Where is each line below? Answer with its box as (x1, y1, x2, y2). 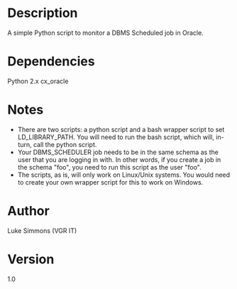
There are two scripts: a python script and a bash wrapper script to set (17, 125, 225, 133)
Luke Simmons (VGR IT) (7, 226, 77, 235)
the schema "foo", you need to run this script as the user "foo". (17, 163, 202, 171)
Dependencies (7, 53, 95, 70)
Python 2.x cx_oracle (7, 77, 69, 85)
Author (7, 203, 50, 219)
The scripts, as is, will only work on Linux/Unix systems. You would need (17, 170, 231, 179)
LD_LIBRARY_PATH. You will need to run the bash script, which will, (17, 133, 215, 141)
